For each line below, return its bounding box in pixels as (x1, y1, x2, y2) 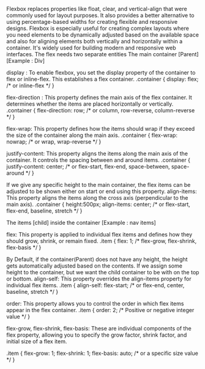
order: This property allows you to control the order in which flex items (6, 300, 184, 307)
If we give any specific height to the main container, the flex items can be (6, 181, 191, 188)
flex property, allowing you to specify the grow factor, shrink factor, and (6, 331, 187, 338)
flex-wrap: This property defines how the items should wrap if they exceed (6, 125, 195, 132)
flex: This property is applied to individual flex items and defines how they (6, 231, 193, 238)
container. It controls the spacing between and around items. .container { (6, 156, 191, 164)
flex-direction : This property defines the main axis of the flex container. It (6, 94, 193, 101)
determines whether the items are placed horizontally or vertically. (6, 100, 174, 108)
